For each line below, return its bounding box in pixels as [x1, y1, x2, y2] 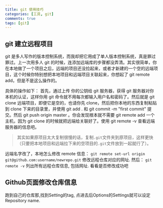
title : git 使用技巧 [5, 7, 44, 12]
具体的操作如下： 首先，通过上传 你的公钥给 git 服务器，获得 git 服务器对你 [5, 88, 154, 94]
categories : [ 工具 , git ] [5, 12, 54, 16]
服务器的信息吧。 [5, 124, 39, 130]
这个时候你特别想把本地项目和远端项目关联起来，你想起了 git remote [13, 72, 150, 77]
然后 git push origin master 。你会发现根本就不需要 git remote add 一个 [13, 112, 155, 118]
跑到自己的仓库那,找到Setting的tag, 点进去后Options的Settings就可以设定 [5, 192, 150, 198]
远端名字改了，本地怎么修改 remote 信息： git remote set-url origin [5, 151, 146, 157]
